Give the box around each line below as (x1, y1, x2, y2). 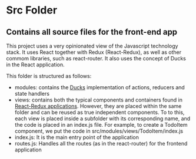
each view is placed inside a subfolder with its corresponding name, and (14, 115, 191, 122)
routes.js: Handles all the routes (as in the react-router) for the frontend (14, 140, 188, 147)
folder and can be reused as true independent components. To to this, (14, 109, 185, 116)
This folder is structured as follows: (6, 73, 92, 79)
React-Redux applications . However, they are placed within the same (14, 103, 182, 109)
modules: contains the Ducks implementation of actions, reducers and (14, 84, 185, 91)
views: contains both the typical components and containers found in (14, 96, 182, 103)
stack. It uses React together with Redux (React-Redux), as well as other (6, 49, 182, 56)
